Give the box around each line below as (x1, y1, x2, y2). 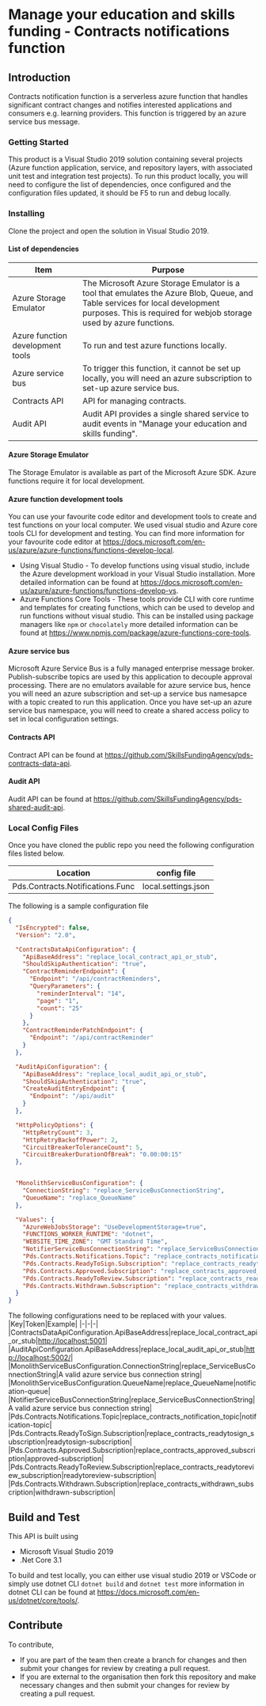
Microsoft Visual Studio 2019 (19, 1547, 114, 1556)
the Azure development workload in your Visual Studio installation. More (19, 569, 256, 579)
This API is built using (8, 1532, 79, 1541)
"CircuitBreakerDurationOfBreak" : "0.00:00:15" (22, 1150, 182, 1159)
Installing (8, 208, 45, 219)
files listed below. (8, 849, 65, 858)
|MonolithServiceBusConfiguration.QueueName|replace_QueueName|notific (8, 1378, 256, 1388)
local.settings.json (142, 881, 210, 892)
